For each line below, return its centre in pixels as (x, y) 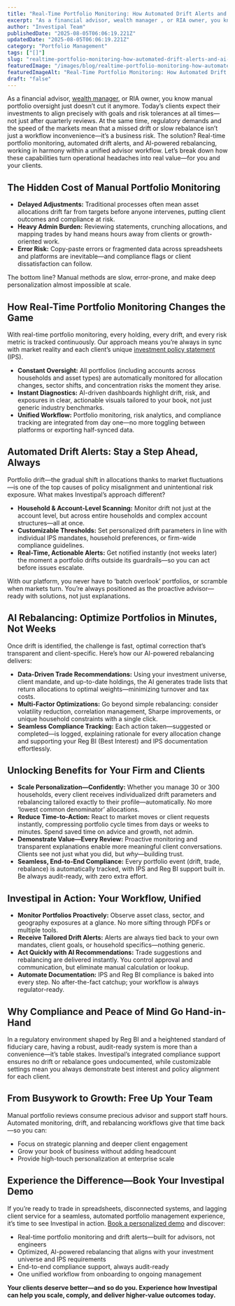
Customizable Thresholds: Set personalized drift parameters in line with (122, 530)
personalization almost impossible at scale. (69, 285)
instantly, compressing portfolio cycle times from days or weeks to (113, 824)
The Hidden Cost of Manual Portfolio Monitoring (114, 187)
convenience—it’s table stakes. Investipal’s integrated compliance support (114, 1054)
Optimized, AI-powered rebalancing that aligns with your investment (115, 1251)
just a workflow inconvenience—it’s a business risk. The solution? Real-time (116, 136)
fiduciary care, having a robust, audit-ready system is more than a (102, 1047)
